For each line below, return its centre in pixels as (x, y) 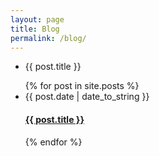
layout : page (37, 19)
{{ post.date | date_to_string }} (87, 97)
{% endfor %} (53, 142)
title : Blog (35, 29)
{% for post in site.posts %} (82, 86)
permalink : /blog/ (48, 38)
